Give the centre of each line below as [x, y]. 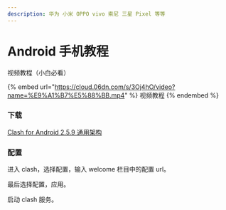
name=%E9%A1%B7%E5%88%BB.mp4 [66, 95]
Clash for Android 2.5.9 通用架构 [55, 132]
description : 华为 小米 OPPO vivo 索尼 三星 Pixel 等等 [86, 14]
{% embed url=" [31, 87]
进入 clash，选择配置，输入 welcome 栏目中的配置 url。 [89, 169]
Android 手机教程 [58, 51]
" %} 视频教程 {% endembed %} [171, 95]
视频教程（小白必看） [38, 73]
